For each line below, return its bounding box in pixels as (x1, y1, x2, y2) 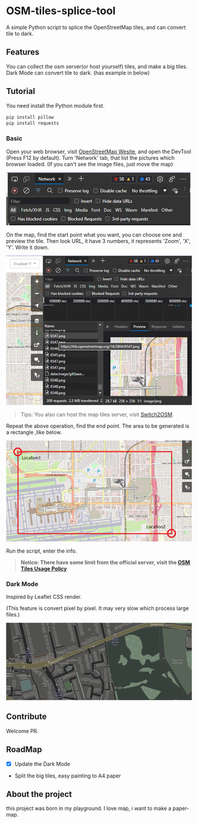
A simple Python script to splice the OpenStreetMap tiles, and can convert (6, 24, 186, 31)
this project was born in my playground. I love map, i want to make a (6, 805, 171, 812)
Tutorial (6, 86, 35, 96)
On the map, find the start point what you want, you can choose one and (6, 231, 182, 238)
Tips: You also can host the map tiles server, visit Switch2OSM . (20, 411, 174, 418)
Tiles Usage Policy (20, 565, 67, 572)
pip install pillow (6, 114, 54, 120)
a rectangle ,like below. (6, 429, 62, 436)
